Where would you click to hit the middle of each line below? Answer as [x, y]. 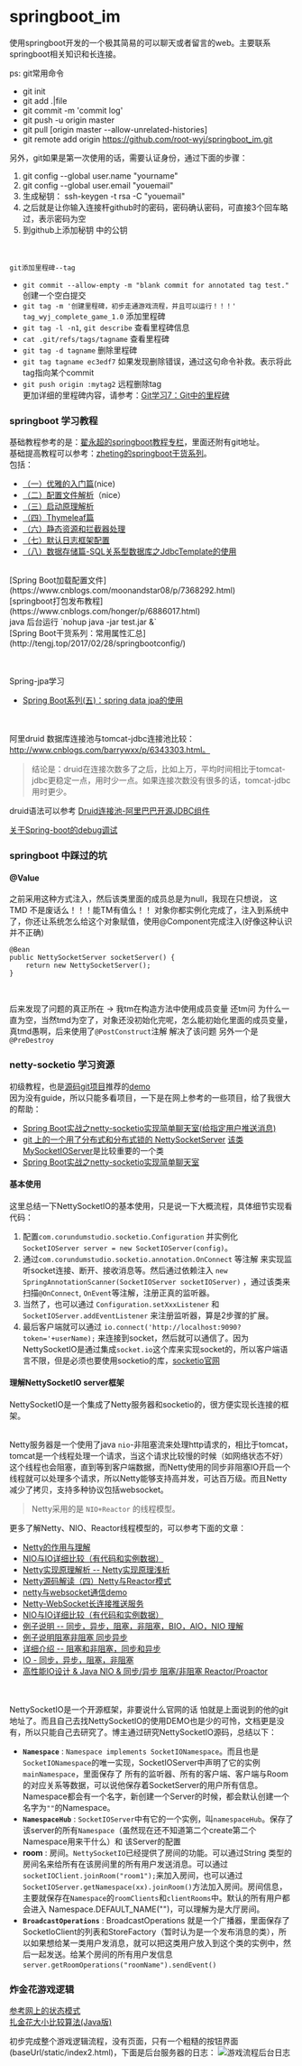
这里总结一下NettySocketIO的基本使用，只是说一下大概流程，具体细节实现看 [151, 1205]
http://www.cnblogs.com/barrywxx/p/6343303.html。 [110, 750]
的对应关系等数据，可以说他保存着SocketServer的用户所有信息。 [142, 1785]
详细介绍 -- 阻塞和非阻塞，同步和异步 [92, 1649]
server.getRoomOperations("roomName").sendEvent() [119, 1965]
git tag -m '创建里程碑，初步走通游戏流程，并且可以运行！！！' [129, 306]
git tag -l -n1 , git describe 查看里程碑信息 [106, 327]
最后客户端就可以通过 [62, 1326]
